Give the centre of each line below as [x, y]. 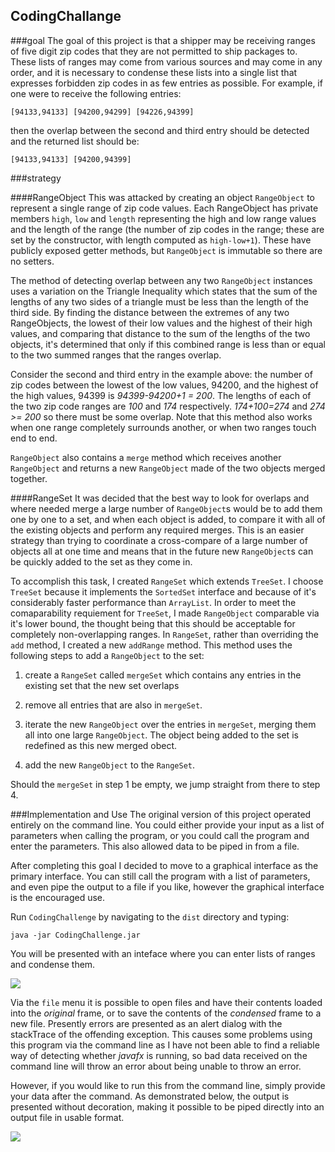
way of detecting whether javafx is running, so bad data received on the [159, 1055]
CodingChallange [66, 16]
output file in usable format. [67, 1117]
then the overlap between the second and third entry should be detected [160, 130]
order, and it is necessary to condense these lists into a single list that [154, 72]
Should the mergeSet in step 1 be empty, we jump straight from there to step [165, 784]
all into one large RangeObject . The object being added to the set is [161, 735]
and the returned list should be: [75, 141]
